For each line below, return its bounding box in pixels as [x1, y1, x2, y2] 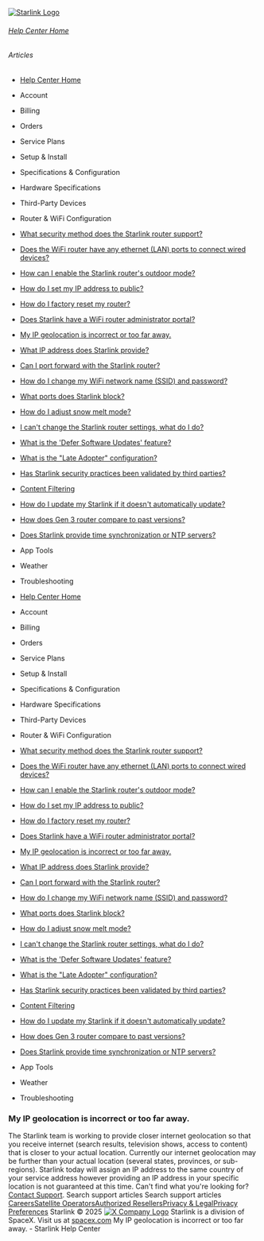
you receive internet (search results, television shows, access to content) [8, 1139, 248, 1149]
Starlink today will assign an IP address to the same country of [39, 1165, 244, 1174]
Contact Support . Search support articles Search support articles [8, 1190, 222, 1200]
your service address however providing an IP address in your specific [8, 1173, 239, 1183]
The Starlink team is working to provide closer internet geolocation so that [8, 1131, 251, 1141]
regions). [8, 1165, 38, 1174]
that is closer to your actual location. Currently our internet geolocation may [8, 1148, 257, 1158]
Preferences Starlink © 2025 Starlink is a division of [8, 1207, 245, 1216]
